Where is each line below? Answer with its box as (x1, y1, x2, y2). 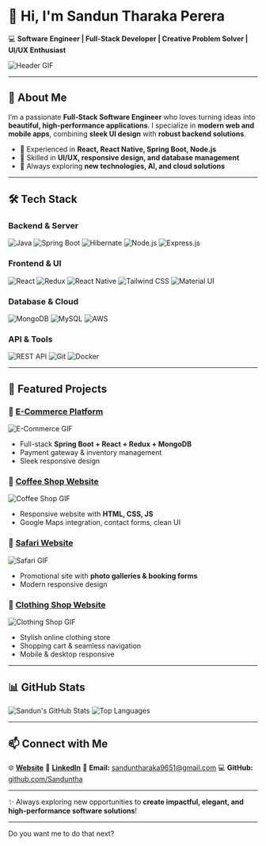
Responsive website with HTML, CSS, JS (19, 509, 154, 519)
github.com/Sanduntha (8, 774, 83, 783)
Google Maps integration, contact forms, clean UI (19, 518, 181, 527)
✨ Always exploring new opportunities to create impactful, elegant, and (8, 797, 244, 806)
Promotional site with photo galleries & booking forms (19, 571, 198, 580)
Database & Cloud (8, 296, 79, 307)
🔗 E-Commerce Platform (8, 406, 104, 417)
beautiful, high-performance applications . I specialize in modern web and (8, 121, 255, 130)
